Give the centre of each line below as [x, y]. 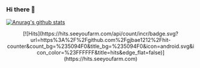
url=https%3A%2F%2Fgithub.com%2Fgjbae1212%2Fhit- [101, 40]
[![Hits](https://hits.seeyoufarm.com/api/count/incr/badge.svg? [101, 34]
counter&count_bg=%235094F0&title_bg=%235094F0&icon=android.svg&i [101, 46]
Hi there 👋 [21, 9]
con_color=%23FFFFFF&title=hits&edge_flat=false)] [101, 53]
